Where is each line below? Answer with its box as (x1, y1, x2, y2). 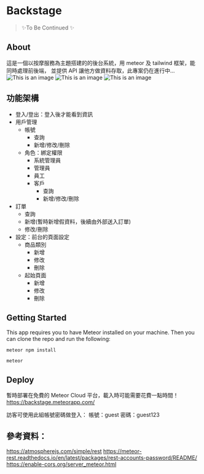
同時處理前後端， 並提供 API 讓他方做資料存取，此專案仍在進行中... (6, 67, 175, 74)
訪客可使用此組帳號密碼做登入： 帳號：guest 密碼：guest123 (6, 411, 160, 419)
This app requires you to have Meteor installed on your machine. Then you (6, 329, 195, 336)
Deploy (6, 375, 34, 385)
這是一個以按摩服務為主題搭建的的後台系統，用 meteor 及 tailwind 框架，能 (6, 59, 195, 66)
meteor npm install (6, 347, 57, 353)
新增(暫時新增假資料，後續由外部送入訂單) (24, 218, 131, 225)
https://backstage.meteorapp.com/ (6, 399, 95, 406)
